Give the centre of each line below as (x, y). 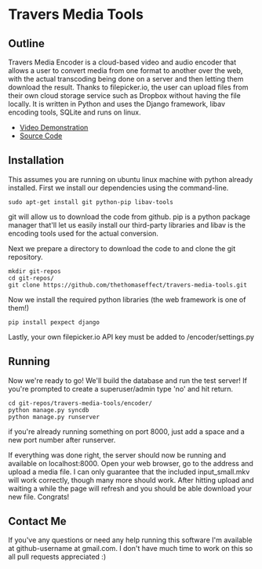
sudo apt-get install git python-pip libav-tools (91, 202)
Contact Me (37, 522)
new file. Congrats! (39, 497)
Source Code (41, 136)
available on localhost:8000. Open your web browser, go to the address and (131, 463)
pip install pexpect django (54, 322)
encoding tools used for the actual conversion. (84, 233)
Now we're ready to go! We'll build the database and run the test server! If (127, 380)
